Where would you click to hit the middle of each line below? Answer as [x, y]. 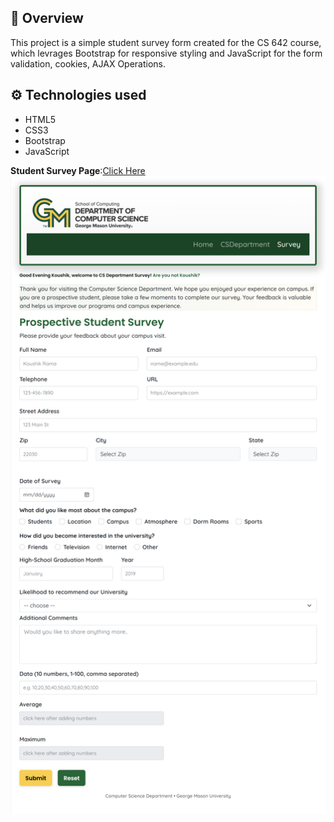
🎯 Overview [47, 18]
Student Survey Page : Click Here [78, 170]
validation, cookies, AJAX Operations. [88, 63]
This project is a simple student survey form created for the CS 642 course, [166, 42]
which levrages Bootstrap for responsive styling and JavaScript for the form [166, 53]
